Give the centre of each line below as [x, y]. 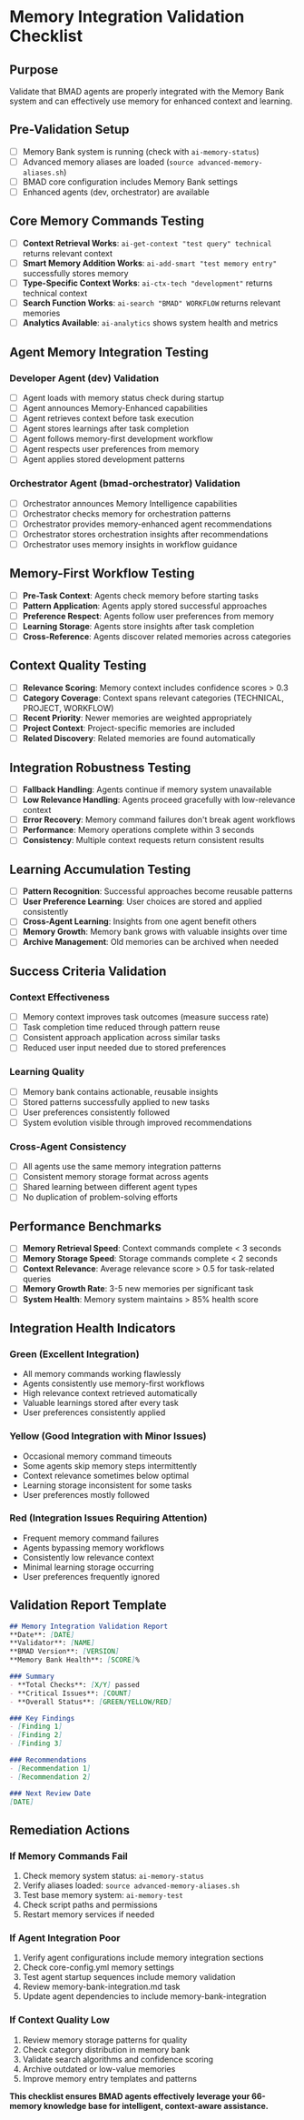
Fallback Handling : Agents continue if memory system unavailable [147, 789]
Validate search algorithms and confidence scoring [118, 2059]
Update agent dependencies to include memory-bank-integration [144, 1996]
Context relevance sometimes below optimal [105, 1475]
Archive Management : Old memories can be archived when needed [150, 942]
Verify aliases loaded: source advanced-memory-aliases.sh [131, 1885]
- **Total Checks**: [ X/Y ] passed [75, 1684]
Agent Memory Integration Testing [109, 352]
